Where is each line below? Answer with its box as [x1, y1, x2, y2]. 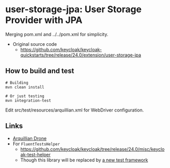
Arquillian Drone [12, 135, 47, 141]
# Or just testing [5, 93, 44, 99]
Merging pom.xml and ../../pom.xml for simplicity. [5, 31, 109, 37]
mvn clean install [5, 85, 44, 90]
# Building [5, 80, 29, 85]
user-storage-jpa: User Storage [5, 4, 142, 15]
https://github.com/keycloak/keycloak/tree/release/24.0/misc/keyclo [20, 146, 165, 152]
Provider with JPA [5, 14, 83, 26]
